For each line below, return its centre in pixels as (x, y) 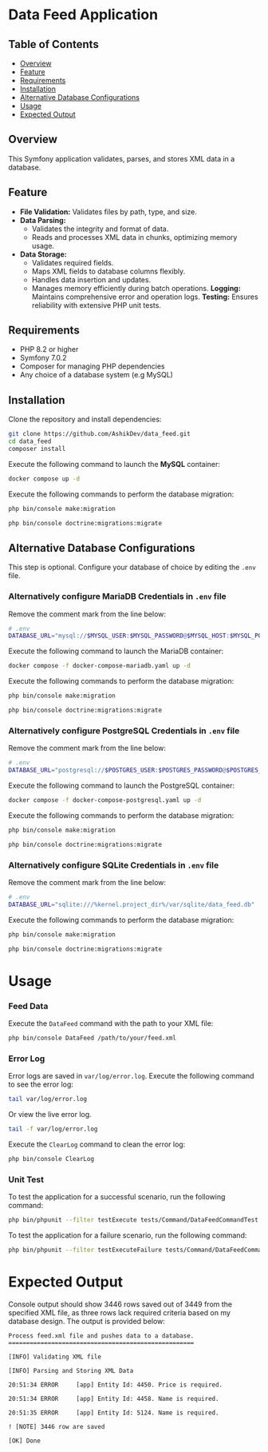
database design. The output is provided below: (87, 1321)
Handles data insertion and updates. (91, 279)
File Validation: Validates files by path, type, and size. (108, 211)
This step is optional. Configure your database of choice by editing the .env (132, 567)
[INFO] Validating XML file (55, 1357)
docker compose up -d (44, 479)
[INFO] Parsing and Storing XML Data (71, 1370)
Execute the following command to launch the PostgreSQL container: (122, 786)
